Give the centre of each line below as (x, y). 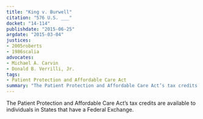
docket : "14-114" (28, 23)
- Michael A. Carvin (33, 63)
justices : (19, 40)
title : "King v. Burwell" (39, 12)
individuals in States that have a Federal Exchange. (70, 110)
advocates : (20, 57)
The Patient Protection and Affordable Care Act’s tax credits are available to (101, 103)
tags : (13, 74)
